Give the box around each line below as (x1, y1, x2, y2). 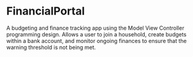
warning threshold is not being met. (6, 44, 96, 51)
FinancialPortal (6, 4, 85, 18)
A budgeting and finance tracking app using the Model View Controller (6, 24, 185, 32)
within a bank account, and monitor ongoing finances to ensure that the (6, 37, 187, 44)
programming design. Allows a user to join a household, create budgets (6, 30, 187, 38)
